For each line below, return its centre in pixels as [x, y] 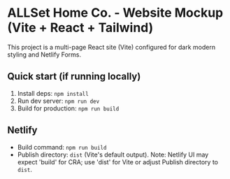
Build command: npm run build [62, 147]
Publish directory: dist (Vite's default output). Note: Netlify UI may [113, 155]
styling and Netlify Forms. [44, 55]
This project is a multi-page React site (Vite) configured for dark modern [111, 47]
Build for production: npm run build [68, 108]
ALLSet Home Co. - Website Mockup [115, 13]
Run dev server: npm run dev [58, 101]
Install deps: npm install [53, 93]
